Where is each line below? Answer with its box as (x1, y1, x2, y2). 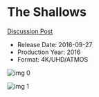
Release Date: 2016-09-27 (17, 40, 93, 48)
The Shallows (7, 4, 87, 20)
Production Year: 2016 (17, 48, 81, 56)
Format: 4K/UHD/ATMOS (17, 55, 89, 63)
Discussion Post (7, 27, 53, 35)
